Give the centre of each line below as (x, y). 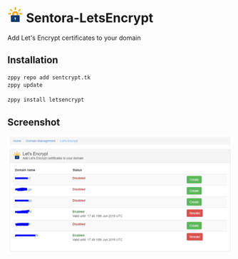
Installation (33, 60)
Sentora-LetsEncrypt (90, 18)
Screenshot (34, 122)
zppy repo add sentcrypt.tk (49, 78)
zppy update (25, 85)
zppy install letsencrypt (46, 100)
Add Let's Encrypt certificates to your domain (74, 38)
